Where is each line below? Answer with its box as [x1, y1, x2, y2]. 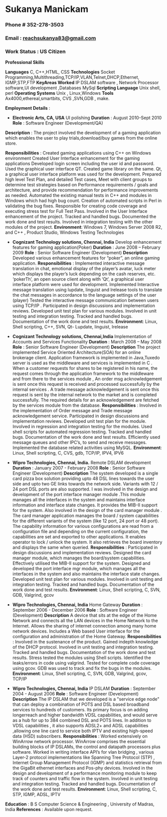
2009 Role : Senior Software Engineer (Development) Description [12, 250, 148, 256]
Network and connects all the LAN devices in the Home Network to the [12, 618, 159, 624]
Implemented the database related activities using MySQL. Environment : [12, 445, 162, 451]
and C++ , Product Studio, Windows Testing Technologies [5, 229, 124, 235]
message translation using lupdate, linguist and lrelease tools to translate [12, 287, 163, 293]
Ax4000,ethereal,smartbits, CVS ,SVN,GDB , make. [5, 96, 110, 102]
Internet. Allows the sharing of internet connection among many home [12, 623, 157, 629]
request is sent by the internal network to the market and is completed [12, 392, 157, 398]
